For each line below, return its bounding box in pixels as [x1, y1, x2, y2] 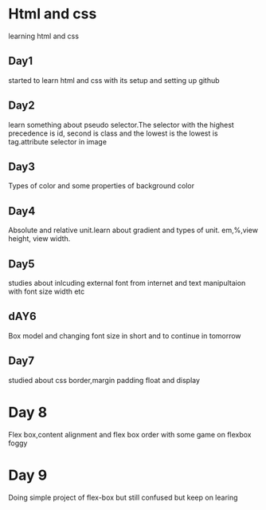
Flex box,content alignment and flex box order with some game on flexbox [8, 429, 252, 439]
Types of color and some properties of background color [8, 181, 195, 191]
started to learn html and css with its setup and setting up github [8, 75, 221, 85]
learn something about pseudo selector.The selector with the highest [8, 120, 235, 129]
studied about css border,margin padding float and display [8, 375, 201, 385]
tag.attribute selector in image [8, 136, 108, 146]
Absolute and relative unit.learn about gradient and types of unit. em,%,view [8, 225, 259, 235]
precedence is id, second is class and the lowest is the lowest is [8, 128, 218, 138]
